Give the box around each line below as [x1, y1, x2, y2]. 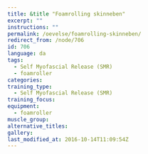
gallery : [7, 129, 33, 136]
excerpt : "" [7, 17, 43, 24]
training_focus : [7, 97, 55, 104]
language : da [7, 50, 46, 57]
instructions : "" [7, 23, 59, 31]
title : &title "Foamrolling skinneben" [7, 10, 126, 18]
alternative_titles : [7, 122, 69, 130]
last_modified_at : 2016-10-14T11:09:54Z [7, 136, 129, 143]
